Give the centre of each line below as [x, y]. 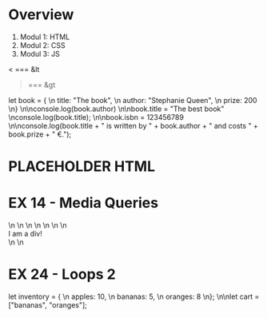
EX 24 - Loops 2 [62, 274]
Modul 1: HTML [45, 37]
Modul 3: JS [40, 54]
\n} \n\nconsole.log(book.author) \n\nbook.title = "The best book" [116, 109]
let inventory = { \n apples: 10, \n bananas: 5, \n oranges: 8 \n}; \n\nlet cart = [134, 296]
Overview [41, 15]
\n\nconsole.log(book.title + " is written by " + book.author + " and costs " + [133, 125]
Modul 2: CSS [42, 45]
